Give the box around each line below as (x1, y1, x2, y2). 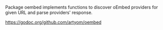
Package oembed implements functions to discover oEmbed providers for (5, 4, 158, 10)
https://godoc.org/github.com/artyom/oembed (5, 19, 102, 25)
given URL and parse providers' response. (5, 9, 93, 15)
